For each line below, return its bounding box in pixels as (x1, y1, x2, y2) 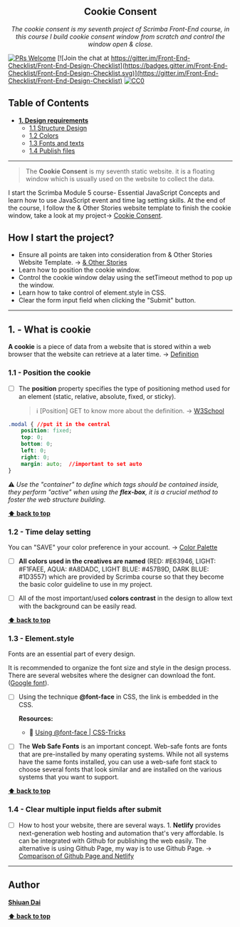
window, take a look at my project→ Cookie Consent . (8, 211, 163, 220)
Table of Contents (8, 97, 90, 109)
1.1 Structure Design (28, 123, 88, 132)
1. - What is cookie (8, 323, 91, 335)
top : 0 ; (21, 434, 43, 441)
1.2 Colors (28, 131, 59, 140)
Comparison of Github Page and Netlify (18, 851, 135, 860)
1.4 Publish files (28, 146, 75, 155)
